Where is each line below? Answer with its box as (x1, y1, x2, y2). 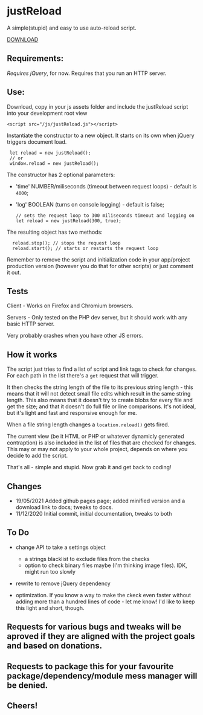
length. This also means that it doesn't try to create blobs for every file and (7, 397, 193, 404)
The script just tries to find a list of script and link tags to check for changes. (7, 365, 197, 373)
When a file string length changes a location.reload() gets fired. (7, 421, 170, 428)
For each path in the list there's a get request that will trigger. (7, 372, 159, 379)
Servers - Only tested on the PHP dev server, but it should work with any (7, 314, 188, 321)
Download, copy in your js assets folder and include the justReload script (7, 103, 188, 110)
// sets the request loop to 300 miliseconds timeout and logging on (15, 213, 195, 219)
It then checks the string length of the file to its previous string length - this (7, 383, 193, 391)
